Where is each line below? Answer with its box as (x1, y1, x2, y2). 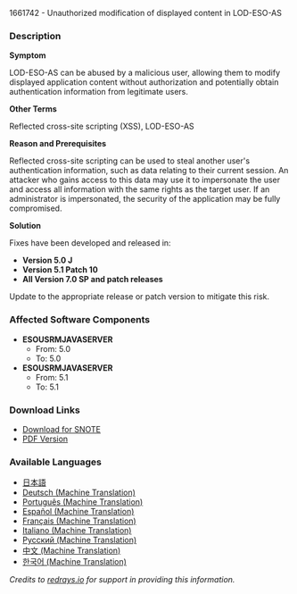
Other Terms (9, 104, 58, 114)
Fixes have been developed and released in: (9, 238, 171, 248)
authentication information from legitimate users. (9, 87, 189, 97)
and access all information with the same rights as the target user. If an (9, 184, 270, 195)
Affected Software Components (9, 314, 150, 326)
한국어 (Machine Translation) (21, 556, 128, 567)
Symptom (9, 50, 46, 61)
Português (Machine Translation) (21, 497, 144, 507)
